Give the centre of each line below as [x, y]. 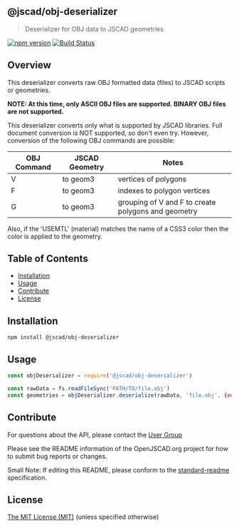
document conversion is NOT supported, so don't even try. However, [108, 133]
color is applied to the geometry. [55, 236]
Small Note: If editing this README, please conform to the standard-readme [118, 469]
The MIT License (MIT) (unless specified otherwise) [83, 517]
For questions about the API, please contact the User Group [95, 435]
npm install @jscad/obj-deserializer [63, 337]
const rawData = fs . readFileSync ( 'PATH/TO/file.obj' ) [89, 388]
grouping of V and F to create [167, 202]
